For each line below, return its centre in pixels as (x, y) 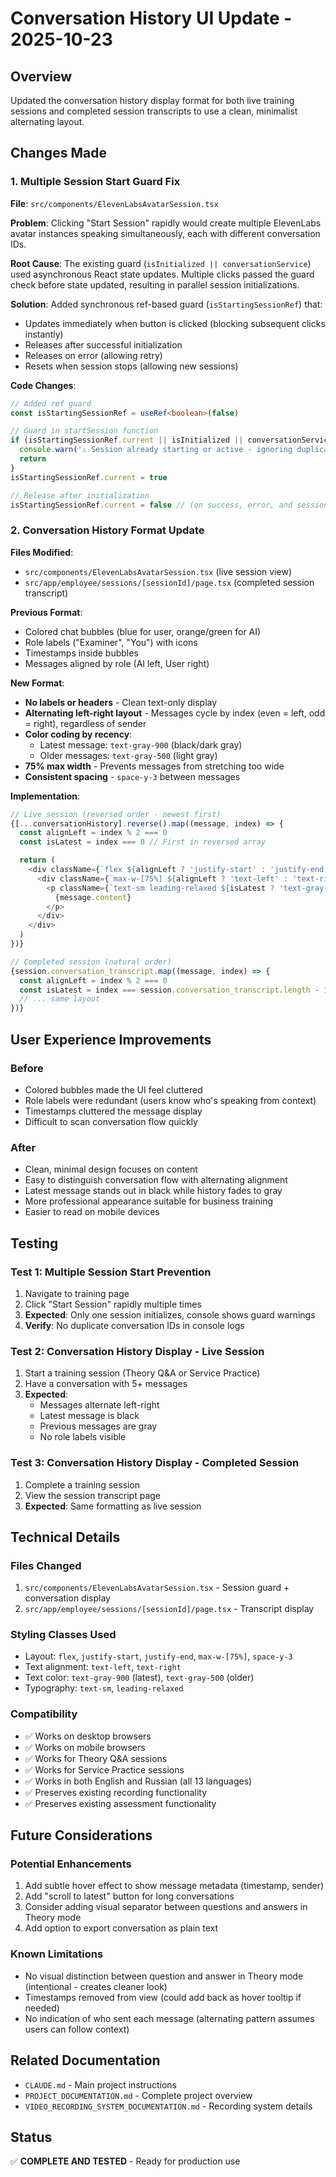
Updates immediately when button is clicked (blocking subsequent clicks (175, 323)
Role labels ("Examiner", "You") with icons (111, 642)
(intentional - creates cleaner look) (96, 1986)
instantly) (44, 334)
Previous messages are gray (98, 1426)
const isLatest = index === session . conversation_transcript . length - (169, 990)
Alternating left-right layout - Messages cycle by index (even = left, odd (175, 713)
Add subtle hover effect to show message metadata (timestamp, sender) (174, 1886)
